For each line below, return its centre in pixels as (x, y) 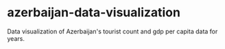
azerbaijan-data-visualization (94, 13)
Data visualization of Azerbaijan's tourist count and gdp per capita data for (113, 31)
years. (16, 38)
